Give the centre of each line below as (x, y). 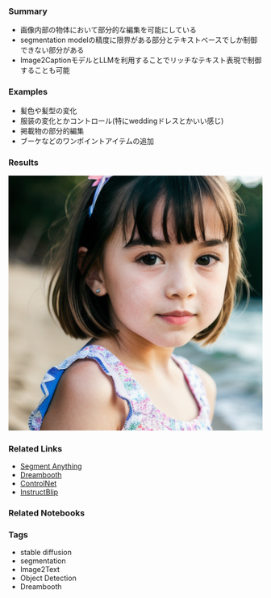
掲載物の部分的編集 (52, 130)
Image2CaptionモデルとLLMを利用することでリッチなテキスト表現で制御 (141, 60)
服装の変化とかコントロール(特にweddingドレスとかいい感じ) (122, 121)
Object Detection (48, 578)
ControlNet (38, 484)
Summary (28, 11)
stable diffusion (46, 553)
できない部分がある (52, 50)
